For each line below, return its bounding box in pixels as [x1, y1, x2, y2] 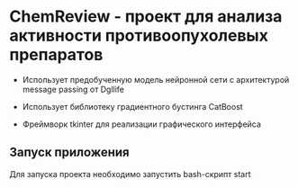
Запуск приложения [9, 145, 130, 160]
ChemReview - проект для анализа [9, 6, 283, 27]
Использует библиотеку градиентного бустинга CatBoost [22, 101, 243, 112]
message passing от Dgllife [22, 84, 124, 94]
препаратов [9, 45, 104, 65]
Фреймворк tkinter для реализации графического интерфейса [22, 119, 261, 130]
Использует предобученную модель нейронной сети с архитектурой [22, 74, 290, 85]
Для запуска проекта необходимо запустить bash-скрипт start [9, 168, 251, 179]
